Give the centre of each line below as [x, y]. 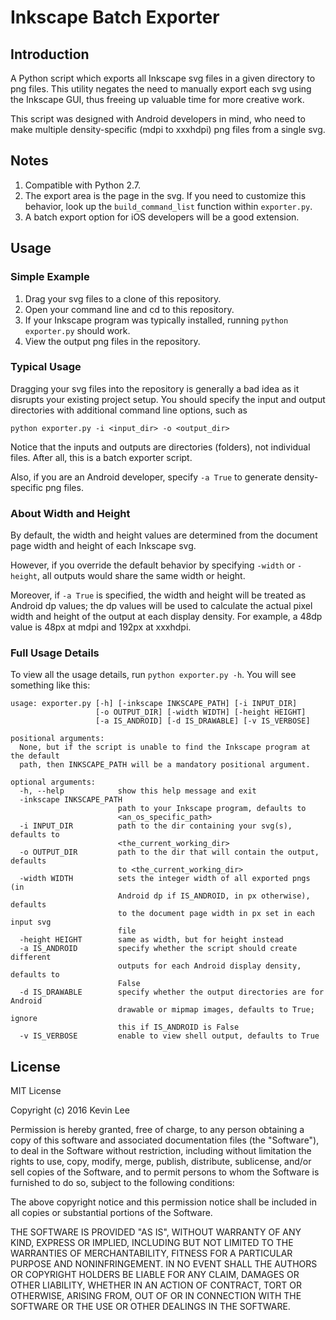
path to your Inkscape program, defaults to [212, 809]
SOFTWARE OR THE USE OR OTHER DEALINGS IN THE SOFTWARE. [150, 1307]
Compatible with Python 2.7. [82, 185]
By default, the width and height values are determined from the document [164, 535]
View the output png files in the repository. [112, 341]
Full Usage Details [55, 653]
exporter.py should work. [77, 330]
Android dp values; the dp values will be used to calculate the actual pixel [161, 606]
